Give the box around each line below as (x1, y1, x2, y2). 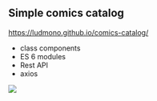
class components (19, 43, 81, 53)
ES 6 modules (19, 51, 66, 61)
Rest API (19, 60, 49, 70)
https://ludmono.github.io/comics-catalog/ (8, 27, 149, 37)
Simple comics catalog (8, 6, 124, 20)
